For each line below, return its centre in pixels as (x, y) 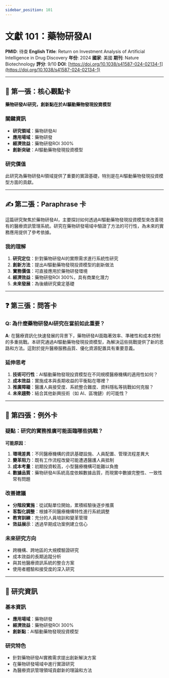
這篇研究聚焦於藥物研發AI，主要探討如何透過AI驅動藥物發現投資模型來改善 (82, 219)
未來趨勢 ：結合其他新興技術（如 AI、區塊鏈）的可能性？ (70, 393)
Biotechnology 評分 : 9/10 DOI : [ (37, 64)
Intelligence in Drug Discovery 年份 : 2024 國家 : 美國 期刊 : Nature (72, 57)
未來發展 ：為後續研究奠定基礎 (43, 284)
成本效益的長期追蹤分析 (37, 557)
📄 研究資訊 (21, 591)
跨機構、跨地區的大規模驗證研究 (46, 550)
